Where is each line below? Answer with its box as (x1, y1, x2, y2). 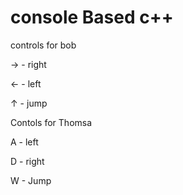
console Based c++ (10, 6, 174, 29)
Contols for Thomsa (10, 116, 93, 128)
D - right (10, 155, 45, 167)
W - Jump (10, 174, 52, 186)
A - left (10, 136, 39, 148)
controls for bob (10, 39, 77, 51)
